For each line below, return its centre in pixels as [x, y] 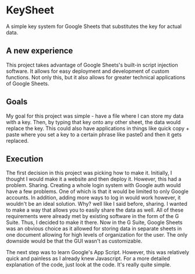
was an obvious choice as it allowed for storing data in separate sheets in [94, 229]
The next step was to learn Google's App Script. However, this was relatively [97, 252]
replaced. [17, 140]
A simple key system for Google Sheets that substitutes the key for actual [94, 26]
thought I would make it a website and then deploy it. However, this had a [94, 179]
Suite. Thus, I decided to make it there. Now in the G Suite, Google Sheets [94, 223]
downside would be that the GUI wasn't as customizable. [74, 241]
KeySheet [30, 10]
